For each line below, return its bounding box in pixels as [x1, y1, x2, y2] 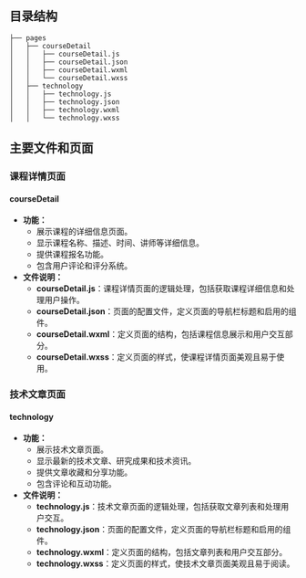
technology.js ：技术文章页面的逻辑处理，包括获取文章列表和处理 [36, 501, 281, 512]
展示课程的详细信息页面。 [36, 226, 133, 237]
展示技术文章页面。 [36, 444, 109, 455]
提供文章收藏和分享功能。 [36, 467, 133, 478]
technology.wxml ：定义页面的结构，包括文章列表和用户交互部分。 [36, 547, 288, 558]
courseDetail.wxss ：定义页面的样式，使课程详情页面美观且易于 [36, 352, 277, 363]
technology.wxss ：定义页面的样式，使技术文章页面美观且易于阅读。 [36, 558, 295, 569]
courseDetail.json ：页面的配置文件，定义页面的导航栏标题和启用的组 [36, 306, 297, 317]
